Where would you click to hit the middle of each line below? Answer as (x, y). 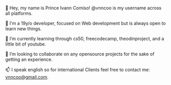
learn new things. (23, 29)
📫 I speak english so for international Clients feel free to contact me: (78, 70)
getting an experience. (29, 59)
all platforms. (19, 13)
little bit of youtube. (26, 44)
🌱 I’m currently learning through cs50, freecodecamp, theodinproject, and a (85, 39)
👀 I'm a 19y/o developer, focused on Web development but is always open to (86, 23)
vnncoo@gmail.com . (27, 77)
